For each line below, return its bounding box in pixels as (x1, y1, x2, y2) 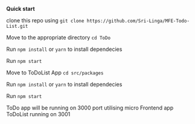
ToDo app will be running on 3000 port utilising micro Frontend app (6, 104, 174, 111)
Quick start (6, 5, 35, 12)
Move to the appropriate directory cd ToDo (6, 34, 110, 41)
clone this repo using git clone (6, 17, 85, 24)
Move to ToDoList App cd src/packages (6, 69, 104, 76)
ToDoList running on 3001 (6, 111, 71, 117)
